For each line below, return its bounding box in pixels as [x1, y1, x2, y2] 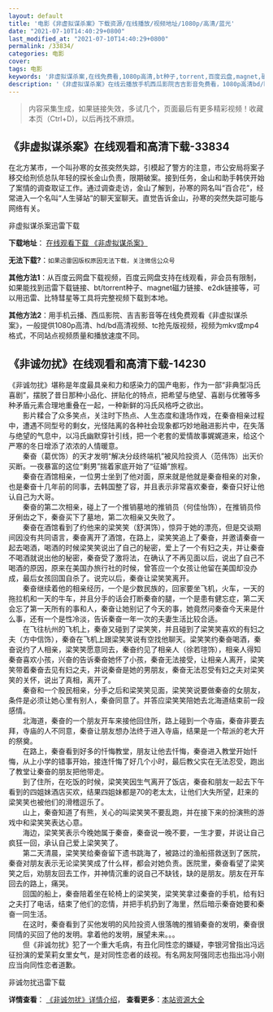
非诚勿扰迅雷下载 [8, 978, 66, 988]
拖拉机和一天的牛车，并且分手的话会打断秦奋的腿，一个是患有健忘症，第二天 [8, 594, 265, 603]
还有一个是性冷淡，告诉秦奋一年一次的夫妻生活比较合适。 [29, 614, 222, 624]
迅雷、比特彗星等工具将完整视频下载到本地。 [22, 293, 172, 303]
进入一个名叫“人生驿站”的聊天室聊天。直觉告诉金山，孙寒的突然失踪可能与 [15, 193, 264, 204]
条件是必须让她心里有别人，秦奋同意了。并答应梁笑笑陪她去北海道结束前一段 [8, 695, 265, 705]
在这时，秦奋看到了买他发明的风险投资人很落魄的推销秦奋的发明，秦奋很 [22, 919, 265, 929]
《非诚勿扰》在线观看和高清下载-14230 [8, 357, 207, 370]
